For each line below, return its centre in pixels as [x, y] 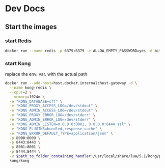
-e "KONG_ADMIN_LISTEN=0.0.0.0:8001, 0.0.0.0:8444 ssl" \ [70, 124]
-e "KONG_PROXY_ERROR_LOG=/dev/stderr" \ [53, 115]
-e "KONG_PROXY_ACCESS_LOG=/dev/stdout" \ [54, 106]
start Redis [18, 41]
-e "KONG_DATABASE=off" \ [36, 101]
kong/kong [19, 161]
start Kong [18, 63]
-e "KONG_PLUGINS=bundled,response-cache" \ [56, 129]
